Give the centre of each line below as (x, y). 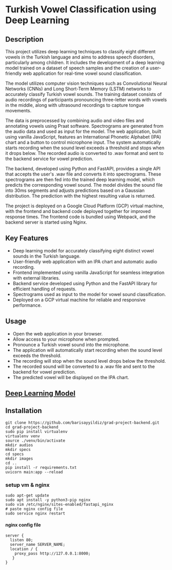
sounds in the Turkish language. (47, 256)
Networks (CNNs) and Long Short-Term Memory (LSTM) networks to (78, 89)
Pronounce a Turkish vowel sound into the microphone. (71, 344)
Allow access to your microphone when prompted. (66, 339)
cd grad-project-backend (32, 427)
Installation (24, 411)
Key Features (27, 238)
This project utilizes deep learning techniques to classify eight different (80, 52)
